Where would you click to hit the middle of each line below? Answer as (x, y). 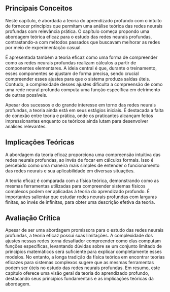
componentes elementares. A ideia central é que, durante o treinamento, (81, 68)
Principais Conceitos (39, 8)
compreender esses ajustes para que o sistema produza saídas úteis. (78, 79)
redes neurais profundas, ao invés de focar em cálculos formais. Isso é (79, 160)
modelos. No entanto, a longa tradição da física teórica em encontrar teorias (85, 257)
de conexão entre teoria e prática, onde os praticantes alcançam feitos (79, 116)
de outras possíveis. (26, 95)
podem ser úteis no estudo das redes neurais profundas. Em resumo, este (83, 268)
